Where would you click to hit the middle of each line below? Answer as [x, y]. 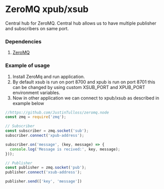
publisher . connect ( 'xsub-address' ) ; [44, 172]
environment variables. [36, 92]
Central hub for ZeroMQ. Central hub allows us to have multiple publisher [81, 23]
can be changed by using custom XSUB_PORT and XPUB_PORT [79, 87]
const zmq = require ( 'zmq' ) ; [36, 117]
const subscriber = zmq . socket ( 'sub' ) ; [47, 131]
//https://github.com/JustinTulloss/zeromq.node [57, 112]
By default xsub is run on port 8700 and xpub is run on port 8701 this [84, 82]
